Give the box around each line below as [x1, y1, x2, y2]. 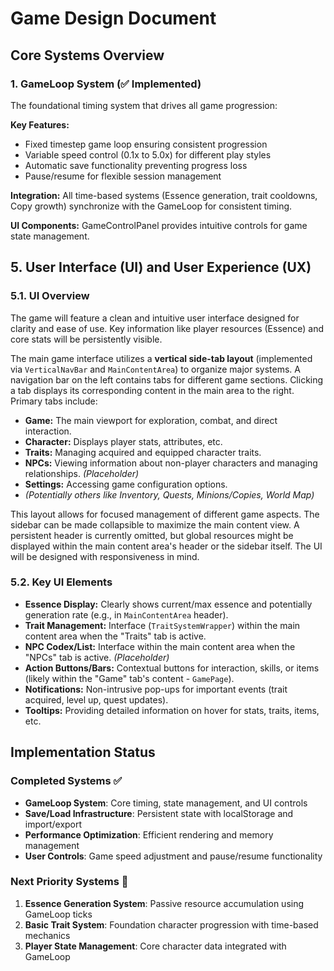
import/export [24, 818, 83, 830]
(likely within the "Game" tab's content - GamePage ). [24, 672, 235, 684]
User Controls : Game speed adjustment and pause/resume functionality [24, 850, 323, 862]
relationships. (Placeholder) [24, 467, 140, 479]
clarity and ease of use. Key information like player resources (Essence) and [10, 322, 324, 334]
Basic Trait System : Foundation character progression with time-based [24, 918, 319, 931]
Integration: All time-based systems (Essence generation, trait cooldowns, [10, 189, 318, 201]
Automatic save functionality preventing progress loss [24, 159, 248, 171]
